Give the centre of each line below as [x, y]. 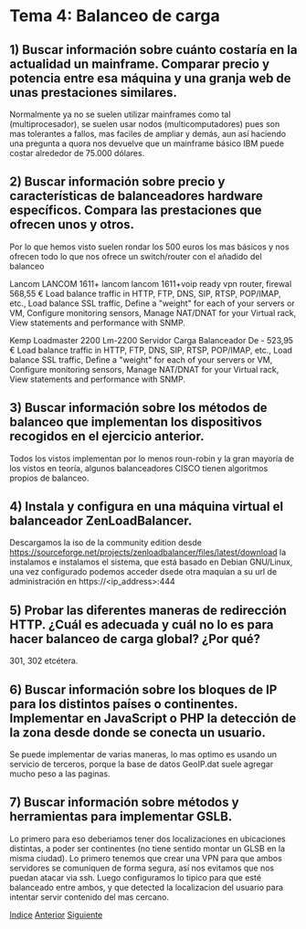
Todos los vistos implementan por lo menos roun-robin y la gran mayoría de [152, 459]
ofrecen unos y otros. [72, 225]
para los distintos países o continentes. [124, 704]
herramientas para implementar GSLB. [121, 817]
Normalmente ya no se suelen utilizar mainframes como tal [120, 114]
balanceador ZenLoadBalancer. [101, 521]
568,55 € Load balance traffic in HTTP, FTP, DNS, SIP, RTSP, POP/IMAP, [145, 293]
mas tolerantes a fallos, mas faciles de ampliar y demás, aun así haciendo [148, 134]
